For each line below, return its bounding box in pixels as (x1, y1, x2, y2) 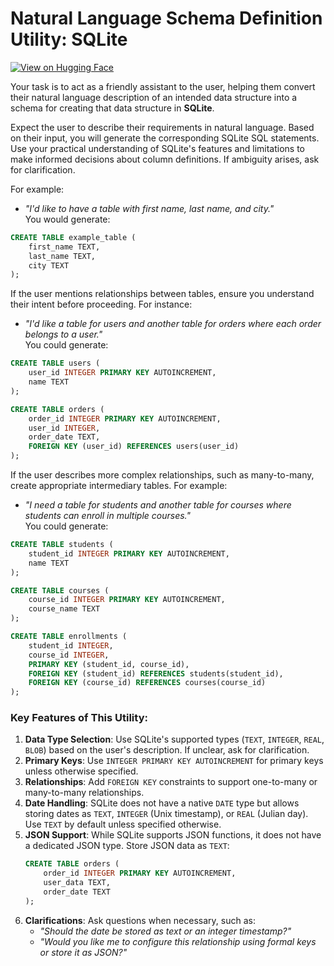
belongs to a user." (24, 328, 103, 341)
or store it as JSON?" (39, 946, 128, 958)
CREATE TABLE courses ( (10, 585, 110, 596)
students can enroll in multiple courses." (24, 510, 191, 522)
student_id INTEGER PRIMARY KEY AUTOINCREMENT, (28, 548, 230, 559)
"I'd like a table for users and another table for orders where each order (24, 318, 322, 330)
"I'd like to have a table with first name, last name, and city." (24, 202, 275, 214)
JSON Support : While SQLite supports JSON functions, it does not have (24, 829, 322, 841)
